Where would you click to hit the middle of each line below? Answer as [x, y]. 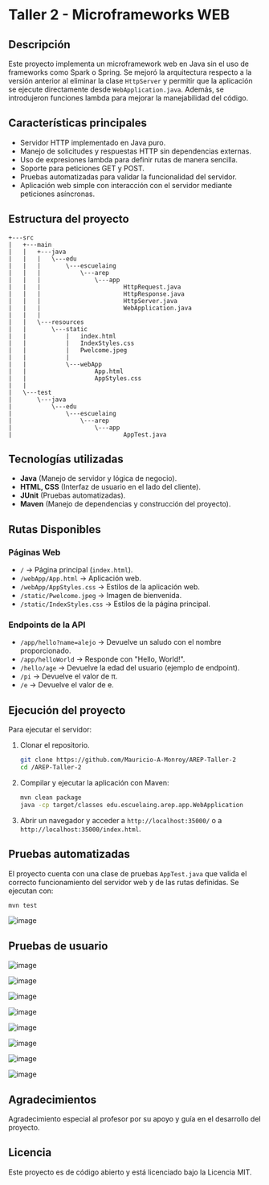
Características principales [77, 123]
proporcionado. [45, 651]
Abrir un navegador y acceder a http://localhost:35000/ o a [121, 820]
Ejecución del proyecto [67, 710]
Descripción [39, 45]
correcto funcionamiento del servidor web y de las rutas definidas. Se [124, 882]
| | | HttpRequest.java [95, 287]
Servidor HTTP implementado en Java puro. [93, 142]
